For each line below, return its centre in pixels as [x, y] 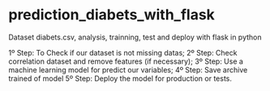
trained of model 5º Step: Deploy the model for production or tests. [120, 78]
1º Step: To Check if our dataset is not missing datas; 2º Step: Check [123, 52]
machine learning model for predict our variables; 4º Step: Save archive [128, 69]
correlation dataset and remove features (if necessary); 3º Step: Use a [126, 61]
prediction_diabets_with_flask [111, 15]
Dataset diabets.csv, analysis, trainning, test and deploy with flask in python [135, 37]
